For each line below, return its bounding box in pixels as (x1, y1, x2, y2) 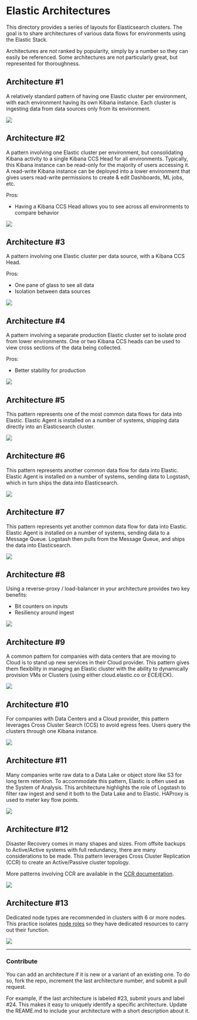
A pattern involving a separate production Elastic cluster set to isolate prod (6, 332, 186, 339)
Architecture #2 (6, 133, 66, 143)
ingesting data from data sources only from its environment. (6, 105, 151, 112)
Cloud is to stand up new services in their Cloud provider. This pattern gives (6, 659, 189, 666)
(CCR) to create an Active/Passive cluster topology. (6, 858, 130, 865)
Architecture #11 (6, 755, 67, 765)
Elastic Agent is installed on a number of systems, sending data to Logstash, (6, 473, 191, 480)
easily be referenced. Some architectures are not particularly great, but (6, 53, 178, 61)
